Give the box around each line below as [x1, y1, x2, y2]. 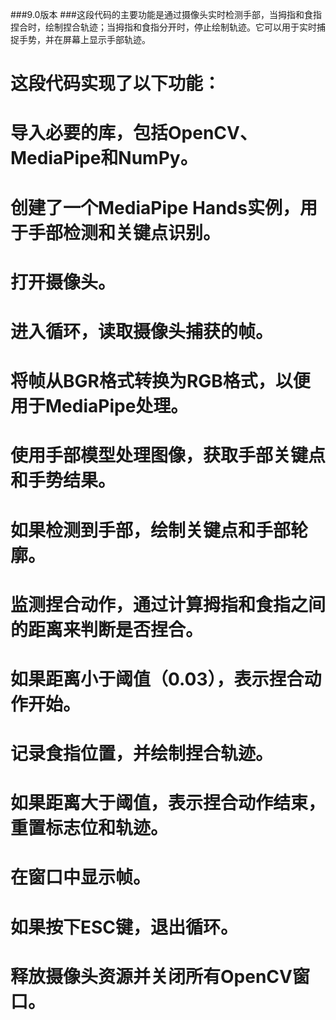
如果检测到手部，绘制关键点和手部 [10, 519, 292, 542]
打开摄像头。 [10, 271, 117, 293]
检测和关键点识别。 [63, 221, 222, 244]
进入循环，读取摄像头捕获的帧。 [10, 320, 274, 343]
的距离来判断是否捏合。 [10, 618, 204, 641]
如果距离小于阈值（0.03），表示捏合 [10, 668, 305, 690]
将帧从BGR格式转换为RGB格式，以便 [10, 370, 311, 393]
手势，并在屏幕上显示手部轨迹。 [18, 34, 151, 45]
